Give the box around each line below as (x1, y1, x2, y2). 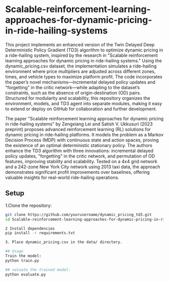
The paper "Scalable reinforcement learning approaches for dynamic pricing (5, 115, 164, 121)
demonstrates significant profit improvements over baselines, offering (5, 169, 150, 175)
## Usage (5, 249, 24, 254)
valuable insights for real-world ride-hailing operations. (5, 174, 120, 180)
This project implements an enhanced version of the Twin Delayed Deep (5, 41, 155, 47)
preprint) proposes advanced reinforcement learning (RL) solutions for (5, 126, 151, 132)
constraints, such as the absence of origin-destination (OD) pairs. (5, 90, 141, 96)
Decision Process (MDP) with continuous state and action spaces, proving (5, 137, 159, 143)
